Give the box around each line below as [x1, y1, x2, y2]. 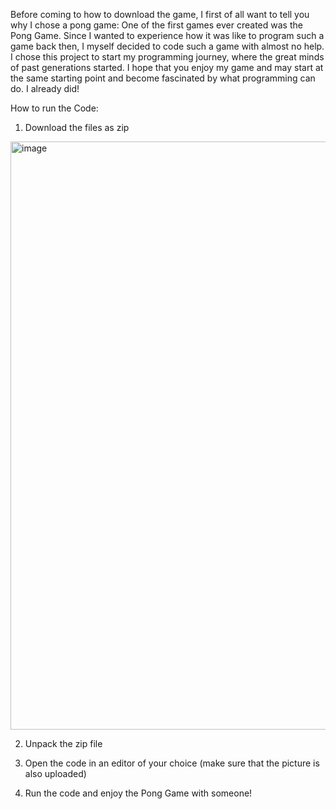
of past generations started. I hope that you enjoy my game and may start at [10, 62, 324, 73]
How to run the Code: [10, 102, 99, 114]
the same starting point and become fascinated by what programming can [10, 72, 316, 84]
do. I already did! [10, 83, 80, 94]
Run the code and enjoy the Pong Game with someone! [24, 787, 253, 799]
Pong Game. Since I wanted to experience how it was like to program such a [10, 30, 325, 41]
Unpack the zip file [24, 738, 103, 749]
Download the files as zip [24, 122, 130, 133]
